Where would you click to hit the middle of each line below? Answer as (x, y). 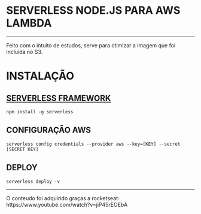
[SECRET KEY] (22, 149)
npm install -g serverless (40, 111)
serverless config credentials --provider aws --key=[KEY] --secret (93, 144)
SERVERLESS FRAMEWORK (59, 98)
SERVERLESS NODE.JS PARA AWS (93, 10)
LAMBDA (29, 23)
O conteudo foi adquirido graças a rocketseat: (63, 198)
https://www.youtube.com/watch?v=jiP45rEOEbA (67, 204)
